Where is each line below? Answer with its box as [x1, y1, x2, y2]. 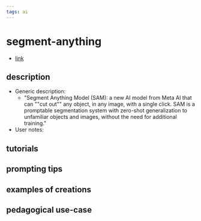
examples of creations [6, 184, 92, 195]
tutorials [6, 144, 39, 154]
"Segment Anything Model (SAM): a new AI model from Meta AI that [23, 94, 192, 101]
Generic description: [14, 88, 66, 95]
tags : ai [6, 8, 28, 15]
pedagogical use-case [6, 205, 92, 215]
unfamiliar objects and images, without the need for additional [23, 114, 177, 121]
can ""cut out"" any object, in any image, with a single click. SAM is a [23, 100, 195, 108]
